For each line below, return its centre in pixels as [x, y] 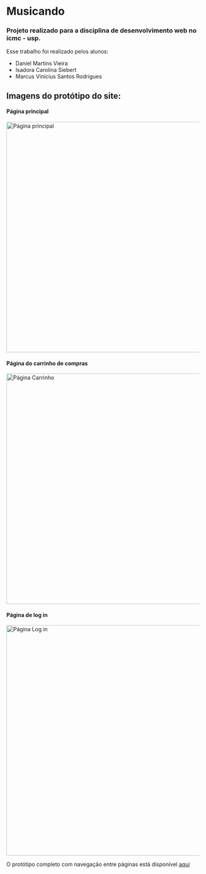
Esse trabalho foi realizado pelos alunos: [58, 52]
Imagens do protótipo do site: [64, 96]
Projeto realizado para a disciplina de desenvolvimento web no [101, 31]
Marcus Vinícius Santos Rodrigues [59, 77]
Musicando [36, 11]
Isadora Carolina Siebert [46, 70]
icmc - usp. [24, 38]
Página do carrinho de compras [47, 363]
